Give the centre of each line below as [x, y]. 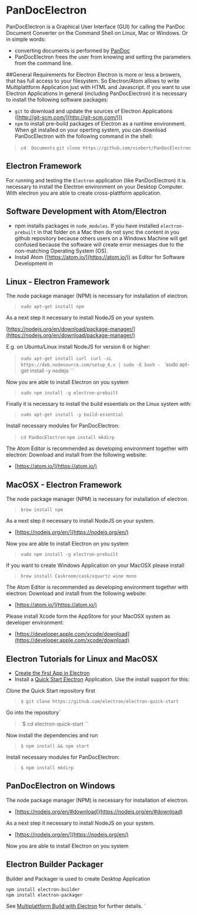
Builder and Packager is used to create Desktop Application [78, 878]
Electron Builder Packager [55, 865]
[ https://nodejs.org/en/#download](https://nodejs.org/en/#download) [99, 811]
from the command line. [44, 63]
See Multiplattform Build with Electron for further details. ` [76, 906]
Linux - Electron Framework [58, 282]
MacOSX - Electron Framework [64, 485]
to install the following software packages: [57, 99]
